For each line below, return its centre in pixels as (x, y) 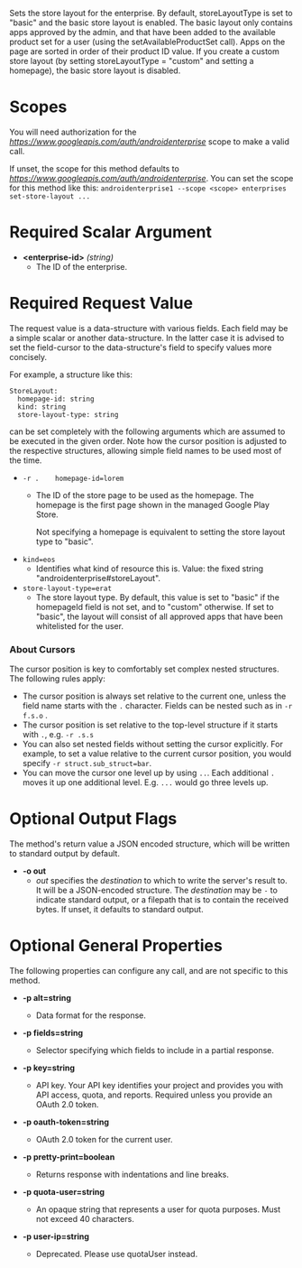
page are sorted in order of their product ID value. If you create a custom (144, 51)
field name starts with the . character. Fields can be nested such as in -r (157, 706)
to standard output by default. (64, 854)
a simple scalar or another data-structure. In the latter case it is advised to (147, 338)
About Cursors (42, 649)
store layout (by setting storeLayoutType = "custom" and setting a (132, 61)
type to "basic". (64, 541)
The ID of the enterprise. (82, 266)
